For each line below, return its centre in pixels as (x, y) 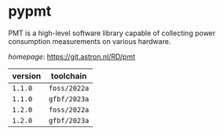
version (27, 75)
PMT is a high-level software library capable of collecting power (112, 33)
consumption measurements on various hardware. (90, 41)
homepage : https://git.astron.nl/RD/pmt (72, 57)
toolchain (69, 75)
